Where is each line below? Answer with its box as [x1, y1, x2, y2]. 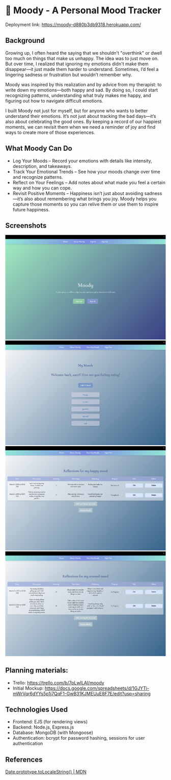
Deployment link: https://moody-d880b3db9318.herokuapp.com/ [5, 21, 141, 28]
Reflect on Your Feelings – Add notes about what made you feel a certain [12, 179, 165, 185]
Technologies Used [5, 705, 68, 714]
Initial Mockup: [12, 685, 44, 691]
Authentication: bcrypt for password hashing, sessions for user [12, 735, 145, 741]
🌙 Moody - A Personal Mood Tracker [5, 5, 162, 16]
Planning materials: [5, 666, 68, 675]
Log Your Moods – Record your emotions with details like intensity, [12, 158, 153, 164]
